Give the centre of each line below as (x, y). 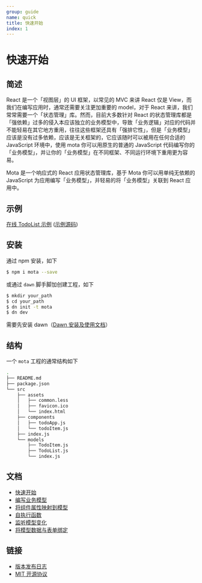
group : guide (23, 12)
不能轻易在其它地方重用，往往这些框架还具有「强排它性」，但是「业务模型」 (100, 130)
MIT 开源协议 (31, 574)
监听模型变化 (31, 522)
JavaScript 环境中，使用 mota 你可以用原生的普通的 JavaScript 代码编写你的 (101, 145)
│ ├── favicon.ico (43, 406)
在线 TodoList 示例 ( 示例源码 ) (42, 224)
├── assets (31, 395)
